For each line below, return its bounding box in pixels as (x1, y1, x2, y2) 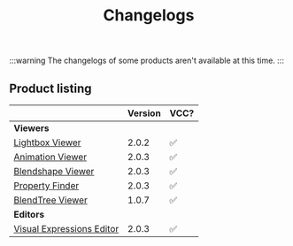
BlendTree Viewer (13, 194, 89, 206)
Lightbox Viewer (13, 136, 81, 149)
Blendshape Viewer (13, 165, 95, 177)
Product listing (9, 81, 92, 96)
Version (127, 107, 161, 119)
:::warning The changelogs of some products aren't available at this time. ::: (9, 55, 285, 66)
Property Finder (13, 180, 80, 191)
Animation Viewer (13, 151, 87, 163)
